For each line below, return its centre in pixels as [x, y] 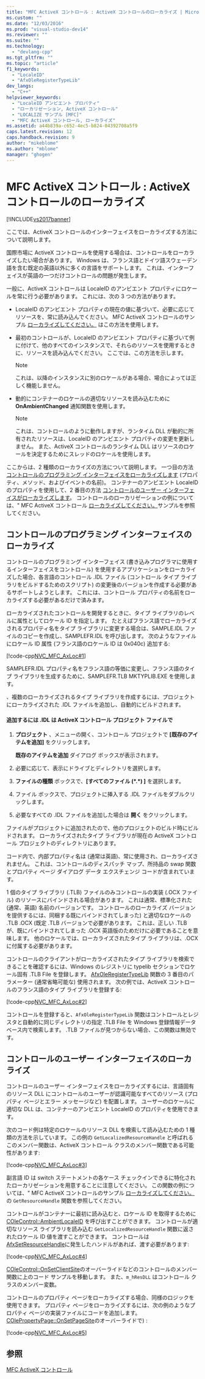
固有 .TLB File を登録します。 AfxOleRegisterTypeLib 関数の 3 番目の [103, 974]
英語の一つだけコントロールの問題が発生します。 [89, 276]
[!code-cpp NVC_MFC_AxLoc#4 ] [47, 1256]
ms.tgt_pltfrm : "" [30, 58]
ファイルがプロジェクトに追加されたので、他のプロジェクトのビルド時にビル [103, 828]
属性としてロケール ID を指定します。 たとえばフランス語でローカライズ [107, 621]
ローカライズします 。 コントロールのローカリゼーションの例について [108, 498]
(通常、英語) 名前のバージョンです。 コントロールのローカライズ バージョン [101, 908]
